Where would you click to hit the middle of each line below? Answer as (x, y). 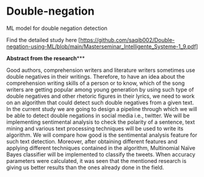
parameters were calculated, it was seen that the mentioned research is (97, 161)
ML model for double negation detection (57, 28)
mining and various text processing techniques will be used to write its (95, 128)
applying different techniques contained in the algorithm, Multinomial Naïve (101, 148)
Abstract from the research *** (46, 58)
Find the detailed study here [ (43, 40)
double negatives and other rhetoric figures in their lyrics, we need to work (100, 96)
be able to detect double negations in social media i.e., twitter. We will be (98, 115)
